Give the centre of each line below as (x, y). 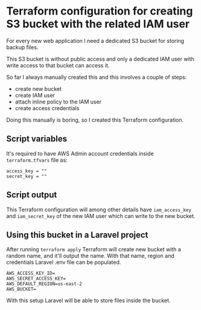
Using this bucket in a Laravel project (77, 235)
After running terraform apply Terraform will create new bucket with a (94, 249)
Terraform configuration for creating (100, 11)
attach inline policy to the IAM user (58, 102)
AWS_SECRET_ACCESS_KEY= (36, 279)
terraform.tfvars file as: (37, 160)
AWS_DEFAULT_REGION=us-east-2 (44, 284)
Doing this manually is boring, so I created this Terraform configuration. (95, 120)
